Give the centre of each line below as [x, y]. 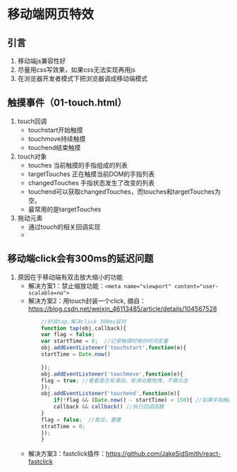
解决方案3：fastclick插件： [67, 454]
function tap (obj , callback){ [84, 328]
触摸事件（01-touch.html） [67, 103]
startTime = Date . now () [76, 354]
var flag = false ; [68, 335]
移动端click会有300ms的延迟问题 [80, 259]
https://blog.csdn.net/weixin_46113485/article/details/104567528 [122, 309]
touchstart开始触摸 [55, 130]
